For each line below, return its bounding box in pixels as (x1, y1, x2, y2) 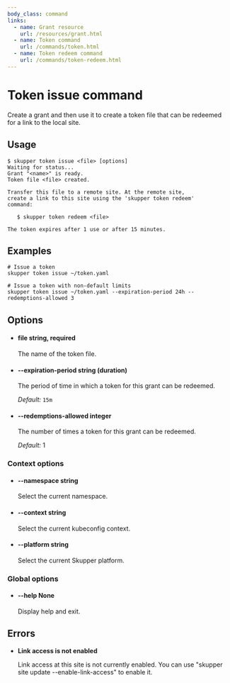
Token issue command (7, 87, 143, 103)
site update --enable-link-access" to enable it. (17, 667, 153, 676)
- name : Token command (13, 37, 81, 44)
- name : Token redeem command (13, 50, 103, 57)
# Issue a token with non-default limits (7, 282, 132, 289)
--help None (17, 592, 55, 600)
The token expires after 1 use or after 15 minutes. (7, 226, 166, 233)
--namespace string (17, 476, 79, 484)
